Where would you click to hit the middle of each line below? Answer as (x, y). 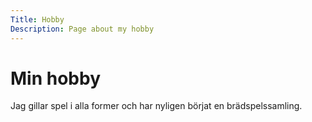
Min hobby (55, 78)
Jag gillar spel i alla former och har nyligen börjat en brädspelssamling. (156, 106)
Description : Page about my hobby (82, 29)
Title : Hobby (37, 19)
